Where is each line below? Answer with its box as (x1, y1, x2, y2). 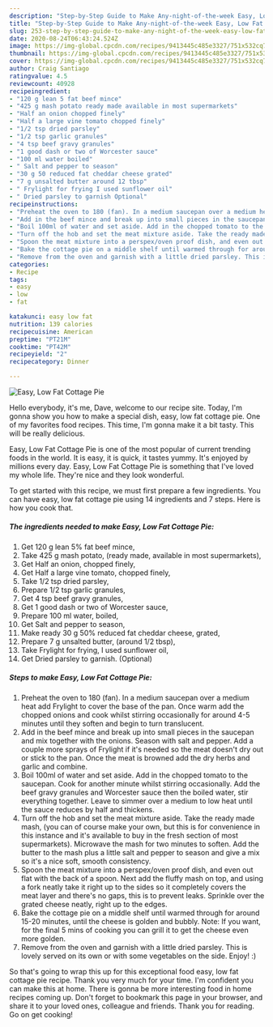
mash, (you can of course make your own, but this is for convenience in (20, 821, 261, 831)
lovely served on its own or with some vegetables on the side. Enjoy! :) (20, 951, 257, 961)
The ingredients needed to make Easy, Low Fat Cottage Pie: (9, 522, 215, 531)
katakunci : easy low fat (9, 313, 93, 321)
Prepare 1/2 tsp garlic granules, (20, 585, 126, 594)
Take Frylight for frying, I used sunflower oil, (20, 645, 169, 654)
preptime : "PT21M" (9, 335, 71, 343)
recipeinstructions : (9, 200, 79, 208)
